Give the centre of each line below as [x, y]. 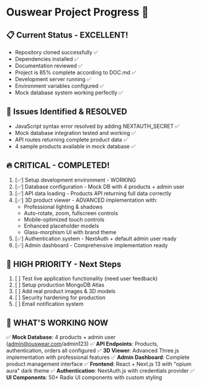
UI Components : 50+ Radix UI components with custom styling [84, 377]
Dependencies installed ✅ [47, 59]
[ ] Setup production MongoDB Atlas [60, 285]
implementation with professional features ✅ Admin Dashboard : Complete [98, 357]
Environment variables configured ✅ [60, 86]
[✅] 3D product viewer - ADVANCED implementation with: [86, 200]
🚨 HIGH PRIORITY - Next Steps [64, 264]
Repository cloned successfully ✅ [57, 52]
